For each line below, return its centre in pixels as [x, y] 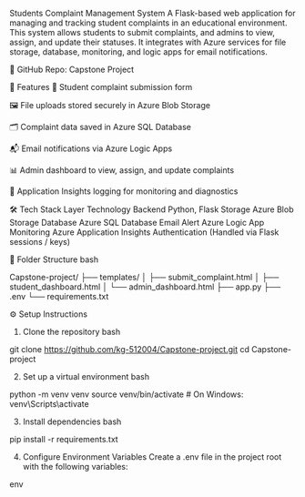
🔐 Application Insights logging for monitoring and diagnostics [124, 191]
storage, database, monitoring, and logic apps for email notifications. [139, 52]
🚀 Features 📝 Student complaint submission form [101, 87]
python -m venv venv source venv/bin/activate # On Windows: [127, 394]
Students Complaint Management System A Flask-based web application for [152, 13]
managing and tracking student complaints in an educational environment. [148, 23]
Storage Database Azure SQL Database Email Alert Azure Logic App [137, 223]
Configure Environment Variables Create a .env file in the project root [152, 457]
